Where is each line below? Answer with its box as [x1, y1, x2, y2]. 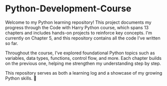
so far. [5, 40, 18, 46]
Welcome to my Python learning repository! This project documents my [5, 19, 152, 25]
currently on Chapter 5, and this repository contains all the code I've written [5, 35, 161, 41]
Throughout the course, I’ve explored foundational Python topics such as [5, 50, 156, 56]
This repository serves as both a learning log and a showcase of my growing [5, 70, 163, 76]
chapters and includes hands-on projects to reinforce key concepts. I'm [5, 30, 153, 36]
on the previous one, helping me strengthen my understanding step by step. [5, 60, 161, 66]
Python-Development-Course [5, 3, 132, 14]
